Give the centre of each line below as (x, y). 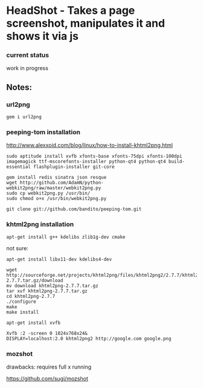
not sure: (18, 248)
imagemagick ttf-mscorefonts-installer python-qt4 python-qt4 (86, 162)
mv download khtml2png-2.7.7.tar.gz (52, 286)
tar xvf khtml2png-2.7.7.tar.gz (47, 291)
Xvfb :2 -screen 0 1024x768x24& (47, 333)
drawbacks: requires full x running (49, 367)
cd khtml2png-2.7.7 (31, 296)
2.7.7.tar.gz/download (35, 280)
